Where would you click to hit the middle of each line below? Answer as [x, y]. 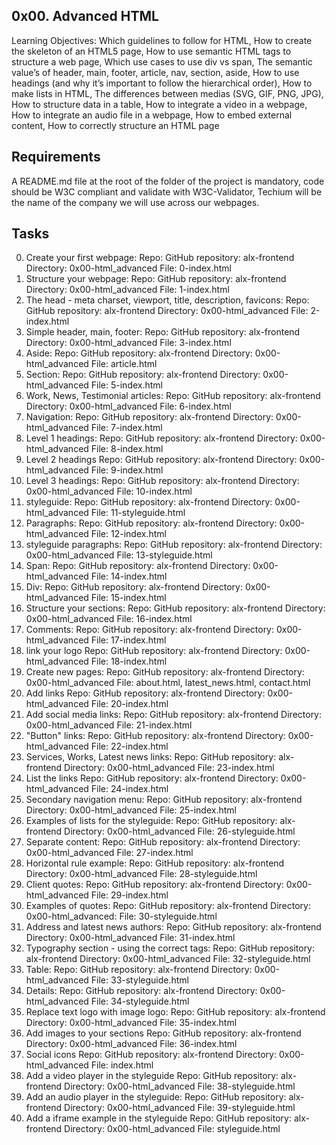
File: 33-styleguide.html [139, 980]
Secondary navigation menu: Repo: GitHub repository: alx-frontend [164, 800]
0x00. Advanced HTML [85, 16]
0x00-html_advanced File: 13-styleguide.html [119, 555]
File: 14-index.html [129, 576]
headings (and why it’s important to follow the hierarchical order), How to [162, 83]
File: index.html [122, 1065]
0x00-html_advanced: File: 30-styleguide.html [121, 916]
